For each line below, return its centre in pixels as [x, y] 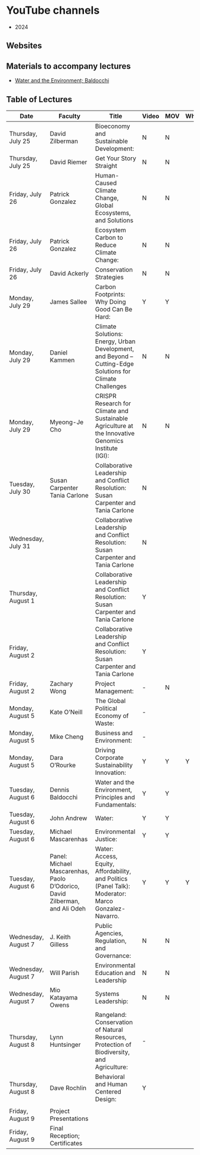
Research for [113, 403]
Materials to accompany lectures [68, 66]
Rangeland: [111, 1015]
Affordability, [113, 871]
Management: [114, 691]
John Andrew [68, 818]
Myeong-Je [67, 422]
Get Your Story [116, 158]
